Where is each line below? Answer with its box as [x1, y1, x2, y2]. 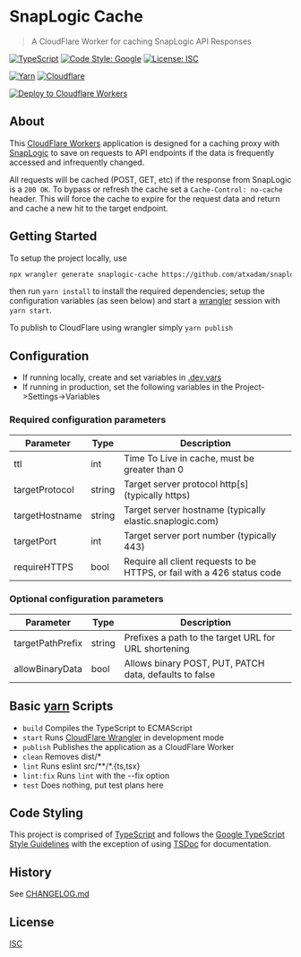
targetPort [13, 535, 56, 547]
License [9, 914, 55, 929]
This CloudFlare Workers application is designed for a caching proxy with [9, 137, 280, 149]
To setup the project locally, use [9, 253, 127, 263]
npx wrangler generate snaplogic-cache [9, 270, 159, 279]
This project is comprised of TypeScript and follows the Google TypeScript [9, 829, 285, 840]
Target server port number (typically [124, 529, 277, 541]
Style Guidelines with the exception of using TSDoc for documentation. [9, 839, 271, 849]
